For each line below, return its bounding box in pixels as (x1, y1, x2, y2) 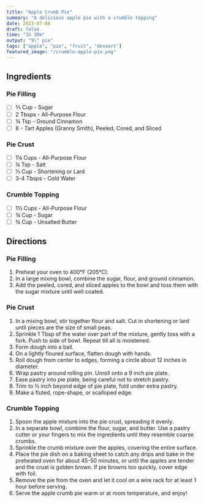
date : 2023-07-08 (6, 20, 51, 26)
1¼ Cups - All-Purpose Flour (15, 154, 87, 161)
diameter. (15, 362, 40, 370)
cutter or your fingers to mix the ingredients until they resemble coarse (15, 431, 194, 438)
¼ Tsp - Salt (15, 161, 46, 168)
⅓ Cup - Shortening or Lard (15, 168, 85, 175)
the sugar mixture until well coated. (15, 288, 105, 296)
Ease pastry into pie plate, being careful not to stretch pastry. (15, 376, 170, 383)
